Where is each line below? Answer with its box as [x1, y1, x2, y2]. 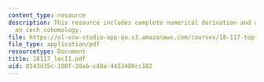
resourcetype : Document [8, 48, 86, 55]
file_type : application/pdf [8, 41, 101, 48]
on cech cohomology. [15, 26, 82, 34]
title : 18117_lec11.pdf [8, 55, 86, 63]
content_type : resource [8, 11, 86, 20]
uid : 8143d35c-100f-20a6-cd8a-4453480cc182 [8, 62, 153, 70]
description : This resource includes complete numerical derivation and [8, 19, 251, 27]
